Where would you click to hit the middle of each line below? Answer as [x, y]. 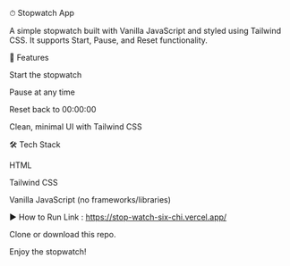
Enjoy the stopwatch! [48, 252]
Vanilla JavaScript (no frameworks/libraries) [90, 199]
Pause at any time [43, 92]
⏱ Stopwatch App [42, 13]
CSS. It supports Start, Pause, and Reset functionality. [109, 40]
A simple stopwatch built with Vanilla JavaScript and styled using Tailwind [145, 31]
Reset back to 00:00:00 [53, 109]
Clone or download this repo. [63, 234]
